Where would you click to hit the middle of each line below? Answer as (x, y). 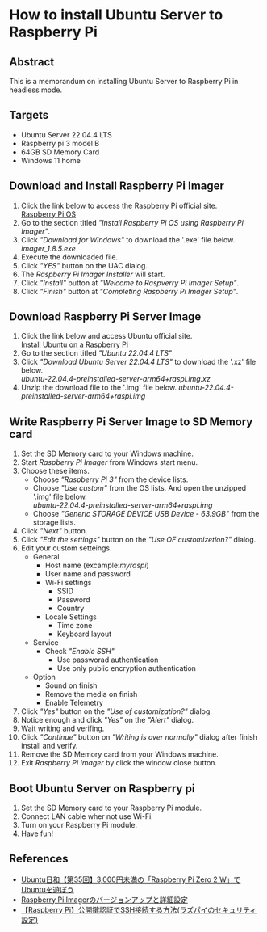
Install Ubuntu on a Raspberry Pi (74, 344)
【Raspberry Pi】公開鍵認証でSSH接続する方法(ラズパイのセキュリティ (139, 909)
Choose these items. (55, 471)
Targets (29, 115)
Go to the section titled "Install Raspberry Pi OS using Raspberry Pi (132, 222)
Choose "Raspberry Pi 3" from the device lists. (111, 479)
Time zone (75, 626)
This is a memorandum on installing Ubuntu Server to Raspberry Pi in (124, 81)
